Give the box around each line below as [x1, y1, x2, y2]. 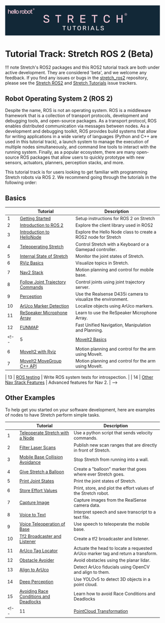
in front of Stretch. [73, 447, 110, 453]
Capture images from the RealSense [73, 497, 147, 503]
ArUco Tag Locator [19, 548, 58, 554]
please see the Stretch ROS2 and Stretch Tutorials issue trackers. [5, 80, 137, 86]
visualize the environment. [75, 296, 129, 302]
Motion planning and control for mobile [75, 267, 154, 273]
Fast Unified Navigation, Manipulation [75, 322, 151, 328]
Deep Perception [19, 579, 54, 585]
